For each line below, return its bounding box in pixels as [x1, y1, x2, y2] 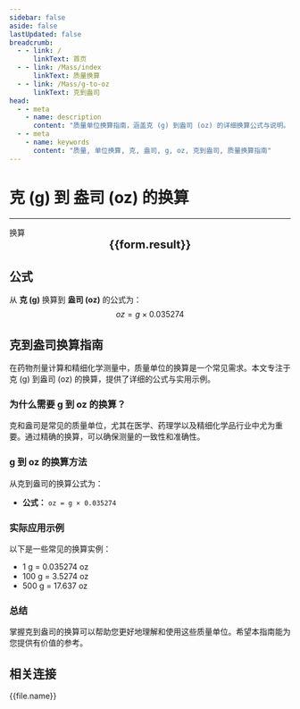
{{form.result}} [108, 237, 192, 251]
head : [9, 96, 29, 106]
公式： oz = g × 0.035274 [21, 497, 117, 508]
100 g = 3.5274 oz [21, 571, 89, 582]
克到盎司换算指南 [9, 337, 104, 352]
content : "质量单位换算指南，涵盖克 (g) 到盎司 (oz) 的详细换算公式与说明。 [32, 122, 290, 131]
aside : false [9, 21, 58, 30]
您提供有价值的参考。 [9, 637, 87, 648]
